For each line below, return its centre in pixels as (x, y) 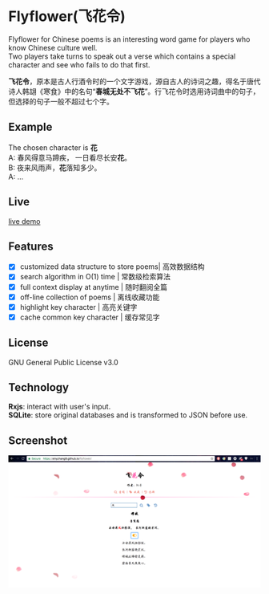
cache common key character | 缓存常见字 (90, 317)
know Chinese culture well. (53, 47)
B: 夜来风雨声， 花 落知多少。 (55, 167)
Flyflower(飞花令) (67, 16)
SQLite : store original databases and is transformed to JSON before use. (128, 415)
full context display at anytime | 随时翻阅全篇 (94, 287)
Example (30, 127)
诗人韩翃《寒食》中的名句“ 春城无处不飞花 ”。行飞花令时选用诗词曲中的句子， (134, 91)
